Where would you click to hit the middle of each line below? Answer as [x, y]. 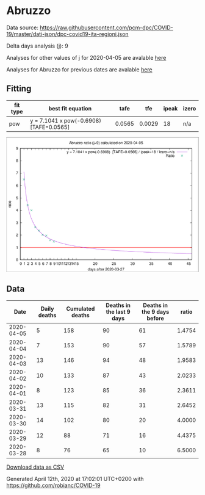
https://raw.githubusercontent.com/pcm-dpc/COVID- [106, 27]
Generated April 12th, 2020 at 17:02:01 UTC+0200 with [75, 479]
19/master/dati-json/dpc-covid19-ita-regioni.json [68, 34]
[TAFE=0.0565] [50, 127]
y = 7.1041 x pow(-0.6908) [66, 120]
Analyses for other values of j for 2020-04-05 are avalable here [86, 57]
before [155, 319]
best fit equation [70, 108]
